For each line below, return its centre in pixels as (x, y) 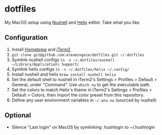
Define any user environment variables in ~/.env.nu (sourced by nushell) (84, 100)
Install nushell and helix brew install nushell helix (64, 74)
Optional (18, 115)
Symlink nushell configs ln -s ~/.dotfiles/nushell (63, 60)
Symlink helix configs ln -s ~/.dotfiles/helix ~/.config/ (70, 69)
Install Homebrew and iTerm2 (41, 49)
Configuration (26, 38)
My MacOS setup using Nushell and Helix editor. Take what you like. (73, 22)
